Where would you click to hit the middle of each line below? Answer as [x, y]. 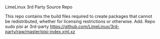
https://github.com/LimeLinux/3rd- [85, 26]
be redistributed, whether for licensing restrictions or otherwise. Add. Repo [80, 21]
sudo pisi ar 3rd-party [27, 26]
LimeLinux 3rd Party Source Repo [39, 7]
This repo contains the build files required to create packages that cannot [79, 16]
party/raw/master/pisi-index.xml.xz [40, 32]
